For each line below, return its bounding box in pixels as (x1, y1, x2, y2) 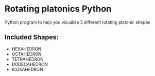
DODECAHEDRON (11, 61, 48, 67)
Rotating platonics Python (4, 3, 112, 14)
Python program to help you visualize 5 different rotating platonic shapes (4, 19, 151, 25)
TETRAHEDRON (11, 56, 44, 62)
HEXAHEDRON (11, 46, 42, 51)
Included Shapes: (4, 33, 59, 41)
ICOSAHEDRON (11, 66, 43, 72)
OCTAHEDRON (11, 51, 42, 57)
